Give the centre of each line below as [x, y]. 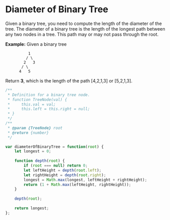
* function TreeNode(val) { [37, 100]
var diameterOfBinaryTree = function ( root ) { [54, 147]
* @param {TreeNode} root [35, 128]
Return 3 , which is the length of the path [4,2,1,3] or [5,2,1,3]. [69, 80]
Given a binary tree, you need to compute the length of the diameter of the [84, 23]
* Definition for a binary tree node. [49, 95]
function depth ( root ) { [40, 161]
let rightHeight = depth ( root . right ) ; [65, 175]
